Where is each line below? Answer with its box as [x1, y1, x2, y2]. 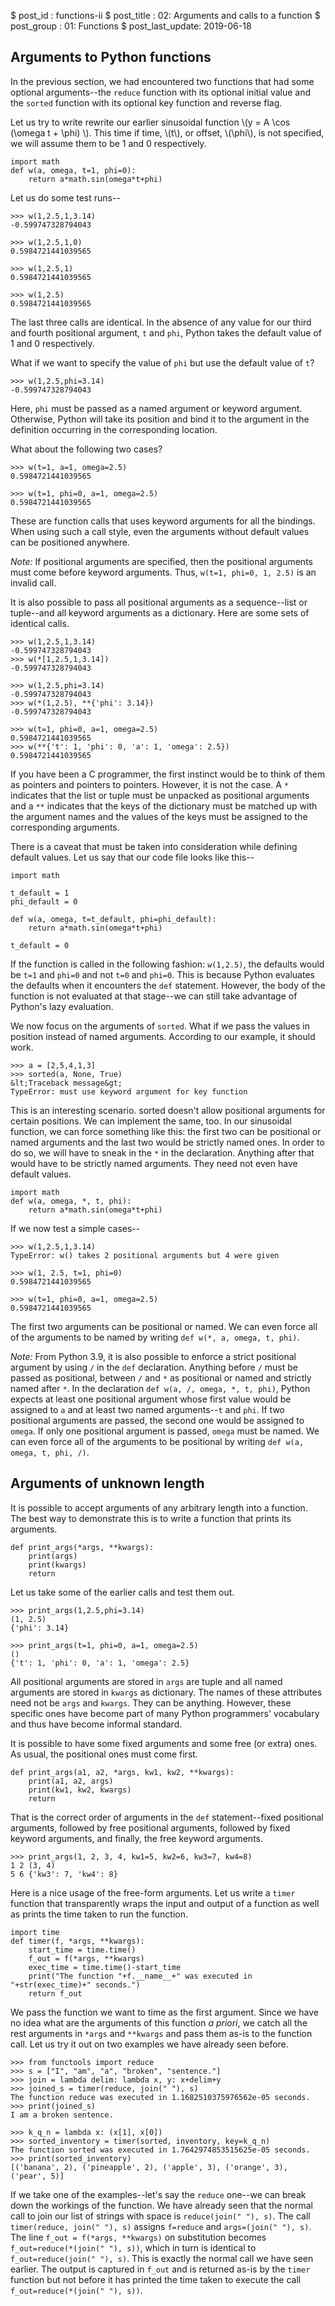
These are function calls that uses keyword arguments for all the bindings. [10, 515, 316, 527]
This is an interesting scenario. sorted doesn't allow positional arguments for [10, 1104, 326, 1116]
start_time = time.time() [28, 1945, 137, 1955]
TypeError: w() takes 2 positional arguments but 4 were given [10, 1250, 280, 1260]
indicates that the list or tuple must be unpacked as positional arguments [10, 789, 310, 801]
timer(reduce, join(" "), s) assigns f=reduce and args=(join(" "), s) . [10, 2220, 312, 2232]
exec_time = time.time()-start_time [28, 1962, 182, 1972]
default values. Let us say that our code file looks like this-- [10, 851, 255, 863]
